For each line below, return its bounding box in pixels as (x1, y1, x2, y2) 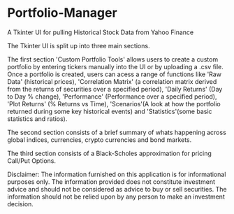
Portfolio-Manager (7, 5, 117, 21)
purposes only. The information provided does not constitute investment (7, 177, 215, 186)
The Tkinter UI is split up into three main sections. (7, 41, 150, 50)
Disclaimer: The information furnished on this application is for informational (7, 170, 226, 178)
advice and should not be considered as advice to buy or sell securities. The (7, 185, 227, 193)
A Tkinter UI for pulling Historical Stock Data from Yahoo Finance (7, 28, 194, 36)
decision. (7, 199, 34, 208)
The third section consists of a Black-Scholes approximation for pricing (7, 149, 212, 157)
